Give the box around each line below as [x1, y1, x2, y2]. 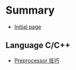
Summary [5, 4, 55, 17]
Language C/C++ [5, 40, 71, 50]
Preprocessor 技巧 [14, 57, 60, 64]
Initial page [14, 23, 42, 30]
